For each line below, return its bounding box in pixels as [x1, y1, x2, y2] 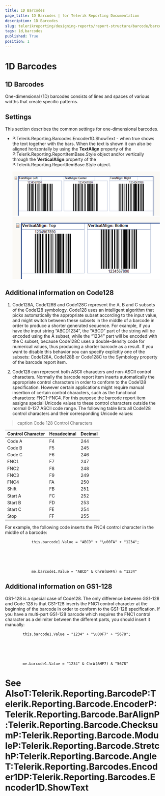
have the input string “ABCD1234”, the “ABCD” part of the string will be [12, 327, 155, 334]
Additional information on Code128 [5, 289, 114, 297]
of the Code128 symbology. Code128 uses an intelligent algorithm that [12, 307, 154, 313]
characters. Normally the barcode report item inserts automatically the [12, 374, 155, 380]
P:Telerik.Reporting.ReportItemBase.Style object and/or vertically [12, 151, 144, 157]
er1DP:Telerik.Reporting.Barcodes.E [5, 771, 156, 783]
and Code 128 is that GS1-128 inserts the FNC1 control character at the [5, 600, 148, 607]
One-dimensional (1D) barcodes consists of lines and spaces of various [5, 93, 150, 99]
